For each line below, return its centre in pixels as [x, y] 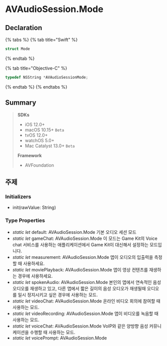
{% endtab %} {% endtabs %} [36, 87]
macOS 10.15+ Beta [44, 130]
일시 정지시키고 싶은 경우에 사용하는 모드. [58, 294]
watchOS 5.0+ [39, 140]
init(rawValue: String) [34, 208]
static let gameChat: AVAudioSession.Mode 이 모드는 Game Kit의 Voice [85, 238]
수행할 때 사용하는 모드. [52, 332]
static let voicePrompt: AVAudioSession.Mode [59, 338]
